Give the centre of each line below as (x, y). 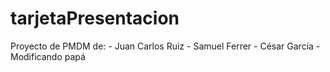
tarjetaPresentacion (95, 18)
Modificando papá (48, 56)
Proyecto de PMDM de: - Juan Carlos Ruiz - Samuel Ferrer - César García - (165, 46)
